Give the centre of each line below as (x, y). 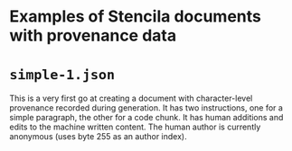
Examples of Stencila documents (136, 17)
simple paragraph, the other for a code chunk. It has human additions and (146, 118)
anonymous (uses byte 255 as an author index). (98, 137)
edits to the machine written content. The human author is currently (135, 127)
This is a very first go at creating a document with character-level (131, 98)
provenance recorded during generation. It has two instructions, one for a (146, 108)
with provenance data (93, 36)
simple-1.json (62, 75)
